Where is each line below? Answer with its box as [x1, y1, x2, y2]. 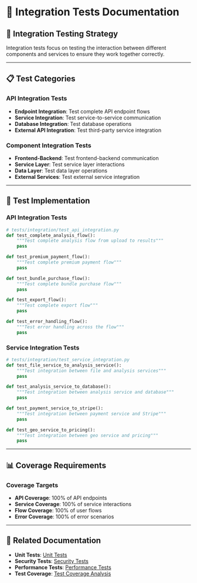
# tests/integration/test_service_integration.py [6, 357, 130, 362]
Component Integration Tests [6, 141, 92, 149]
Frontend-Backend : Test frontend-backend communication [14, 154, 159, 161]
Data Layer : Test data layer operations [14, 167, 107, 174]
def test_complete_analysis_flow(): [6, 232, 96, 238]
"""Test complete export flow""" [16, 302, 98, 308]
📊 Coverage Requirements [6, 460, 107, 470]
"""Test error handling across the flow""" [16, 324, 125, 330]
